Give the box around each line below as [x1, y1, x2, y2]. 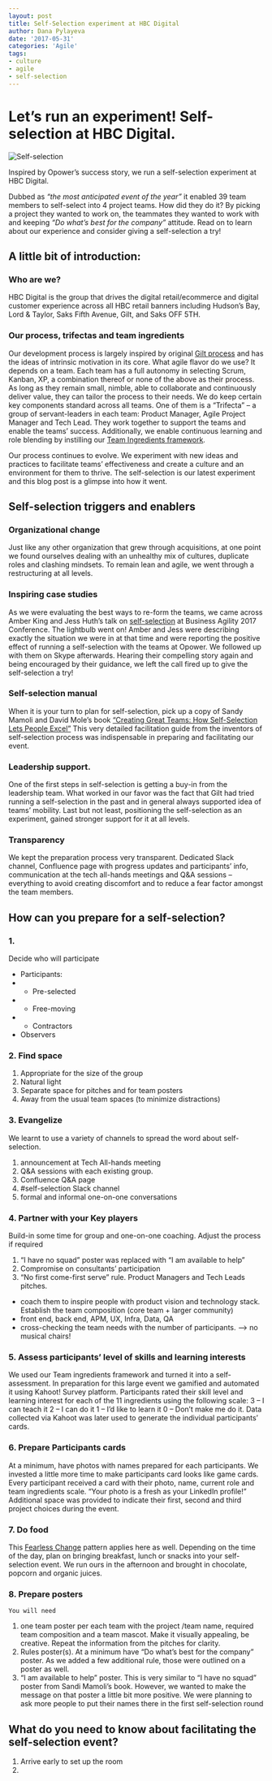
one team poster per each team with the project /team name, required [19, 1621, 254, 1631]
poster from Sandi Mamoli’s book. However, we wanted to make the [19, 1682, 246, 1692]
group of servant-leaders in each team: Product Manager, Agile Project [8, 409, 246, 418]
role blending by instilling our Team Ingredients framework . [8, 434, 205, 444]
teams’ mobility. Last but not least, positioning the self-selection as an [8, 806, 242, 815]
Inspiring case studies [8, 589, 98, 600]
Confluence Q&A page [19, 1174, 96, 1184]
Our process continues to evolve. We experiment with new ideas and [8, 450, 239, 460]
